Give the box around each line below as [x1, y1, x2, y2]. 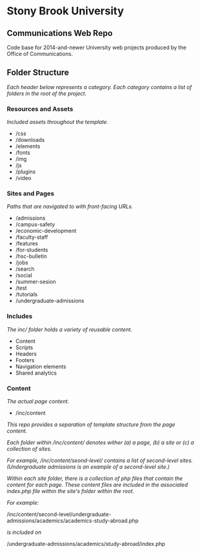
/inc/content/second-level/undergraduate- [7, 511, 112, 518]
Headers [15, 350, 37, 357]
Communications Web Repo [7, 28, 113, 38]
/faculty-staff [15, 233, 48, 241]
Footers [15, 356, 35, 363]
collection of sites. [7, 445, 53, 452]
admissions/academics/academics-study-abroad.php [7, 517, 139, 524]
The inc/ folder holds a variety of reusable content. [7, 326, 133, 333]
